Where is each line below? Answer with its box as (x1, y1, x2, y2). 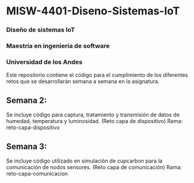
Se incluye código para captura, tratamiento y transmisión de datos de (6, 111, 180, 118)
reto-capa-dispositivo (6, 124, 60, 131)
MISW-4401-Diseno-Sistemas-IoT (6, 4, 180, 18)
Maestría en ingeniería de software (6, 42, 110, 50)
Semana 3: (6, 141, 47, 151)
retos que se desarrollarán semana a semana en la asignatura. (6, 78, 160, 85)
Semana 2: (6, 95, 47, 106)
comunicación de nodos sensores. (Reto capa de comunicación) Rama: (6, 163, 183, 170)
